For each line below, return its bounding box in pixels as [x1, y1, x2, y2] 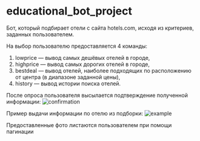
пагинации [6, 128, 34, 135]
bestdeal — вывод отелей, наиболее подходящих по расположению [15, 67, 192, 74]
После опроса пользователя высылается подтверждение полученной [6, 91, 188, 99]
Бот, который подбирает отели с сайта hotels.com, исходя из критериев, [6, 24, 194, 31]
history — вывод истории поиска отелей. [15, 80, 121, 87]
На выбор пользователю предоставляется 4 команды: [6, 42, 147, 50]
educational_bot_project [6, 4, 132, 18]
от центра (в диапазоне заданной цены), [15, 73, 121, 80]
